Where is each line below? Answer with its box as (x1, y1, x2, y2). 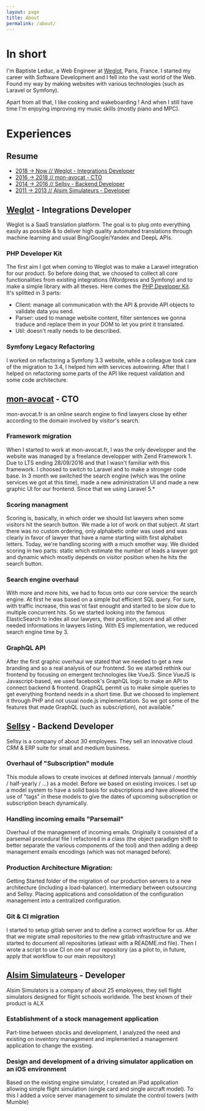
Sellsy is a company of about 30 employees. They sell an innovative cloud (6, 737, 193, 745)
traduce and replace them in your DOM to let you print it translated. (15, 320, 185, 328)
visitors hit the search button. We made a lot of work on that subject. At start (6, 521, 199, 528)
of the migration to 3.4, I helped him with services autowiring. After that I (6, 363, 189, 370)
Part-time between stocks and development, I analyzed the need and (6, 1029, 181, 1036)
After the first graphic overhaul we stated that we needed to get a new (6, 657, 184, 665)
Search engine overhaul (6, 575, 79, 584)
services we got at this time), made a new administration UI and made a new (6, 478, 199, 486)
